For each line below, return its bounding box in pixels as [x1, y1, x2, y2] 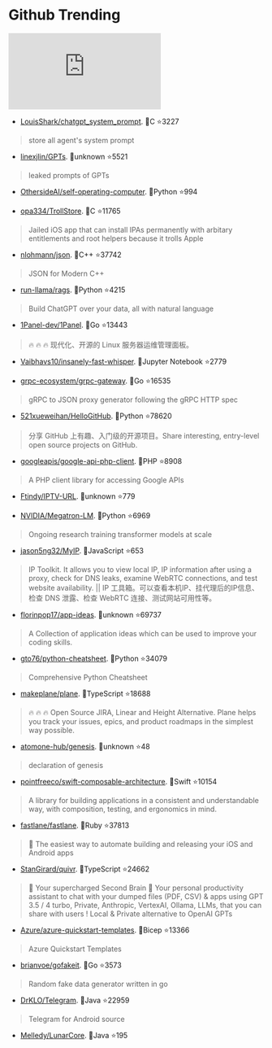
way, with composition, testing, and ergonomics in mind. [28, 804, 218, 814]
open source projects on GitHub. [28, 439, 138, 449]
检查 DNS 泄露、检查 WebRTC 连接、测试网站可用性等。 [28, 592, 217, 603]
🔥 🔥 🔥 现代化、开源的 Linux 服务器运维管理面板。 [28, 339, 193, 349]
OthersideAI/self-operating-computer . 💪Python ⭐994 [19, 186, 198, 196]
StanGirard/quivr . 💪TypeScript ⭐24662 [19, 864, 150, 874]
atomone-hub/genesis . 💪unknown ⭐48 [19, 741, 150, 751]
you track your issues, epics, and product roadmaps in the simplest [28, 716, 253, 726]
